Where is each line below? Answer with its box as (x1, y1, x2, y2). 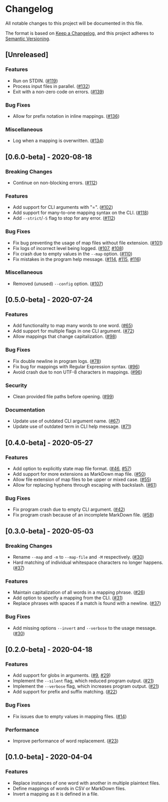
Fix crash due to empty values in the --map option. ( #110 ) (12, 251, 133, 257)
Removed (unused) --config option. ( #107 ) (12, 280, 104, 287)
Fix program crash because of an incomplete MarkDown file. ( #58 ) (12, 512, 154, 518)
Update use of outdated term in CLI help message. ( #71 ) (12, 423, 132, 430)
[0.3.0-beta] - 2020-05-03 (5, 527, 94, 536)
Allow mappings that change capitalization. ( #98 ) (12, 333, 117, 340)
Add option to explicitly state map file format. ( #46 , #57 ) (12, 466, 132, 472)
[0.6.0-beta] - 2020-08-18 (5, 152, 92, 161)
